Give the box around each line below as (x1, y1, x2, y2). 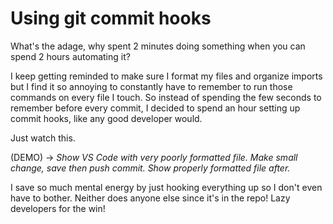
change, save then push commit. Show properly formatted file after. (10, 162, 291, 174)
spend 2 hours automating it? (10, 50, 131, 62)
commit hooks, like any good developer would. (10, 112, 203, 124)
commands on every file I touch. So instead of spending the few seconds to (10, 91, 322, 103)
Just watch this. (10, 132, 76, 144)
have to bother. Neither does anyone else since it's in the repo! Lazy (10, 192, 291, 204)
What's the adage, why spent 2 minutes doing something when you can (10, 40, 306, 52)
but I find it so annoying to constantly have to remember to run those (10, 80, 293, 92)
